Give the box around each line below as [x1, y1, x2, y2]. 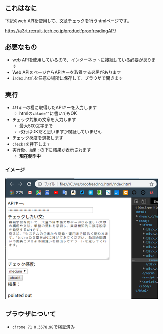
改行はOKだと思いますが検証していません [19, 129, 102, 135]
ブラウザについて [5, 310, 56, 318]
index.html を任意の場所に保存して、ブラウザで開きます [12, 75, 123, 81]
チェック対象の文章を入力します [12, 117, 76, 123]
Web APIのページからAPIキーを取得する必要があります [12, 69, 121, 75]
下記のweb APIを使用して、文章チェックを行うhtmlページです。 [5, 18, 131, 24]
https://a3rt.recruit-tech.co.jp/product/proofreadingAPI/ [5, 28, 116, 34]
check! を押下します [12, 141, 51, 147]
